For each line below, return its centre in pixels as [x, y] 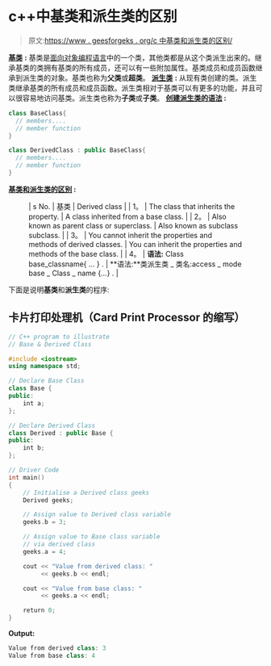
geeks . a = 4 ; [45, 551]
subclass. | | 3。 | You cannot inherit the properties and [120, 235]
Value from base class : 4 [52, 656]
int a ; [34, 403]
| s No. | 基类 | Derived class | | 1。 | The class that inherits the [132, 206]
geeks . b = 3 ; [45, 522]
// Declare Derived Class [52, 425]
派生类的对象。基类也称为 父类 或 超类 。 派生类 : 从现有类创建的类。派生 [140, 77]
